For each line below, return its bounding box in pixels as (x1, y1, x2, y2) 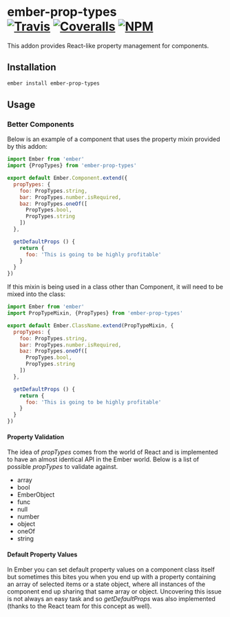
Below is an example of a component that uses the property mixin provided (7, 135, 220, 143)
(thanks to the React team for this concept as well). (7, 602, 152, 610)
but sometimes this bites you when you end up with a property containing (7, 573, 216, 581)
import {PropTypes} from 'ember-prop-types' (7, 163, 137, 169)
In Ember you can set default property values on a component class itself (7, 565, 215, 574)
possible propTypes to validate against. (7, 463, 118, 471)
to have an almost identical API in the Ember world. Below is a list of (7, 455, 200, 463)
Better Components (7, 119, 74, 129)
